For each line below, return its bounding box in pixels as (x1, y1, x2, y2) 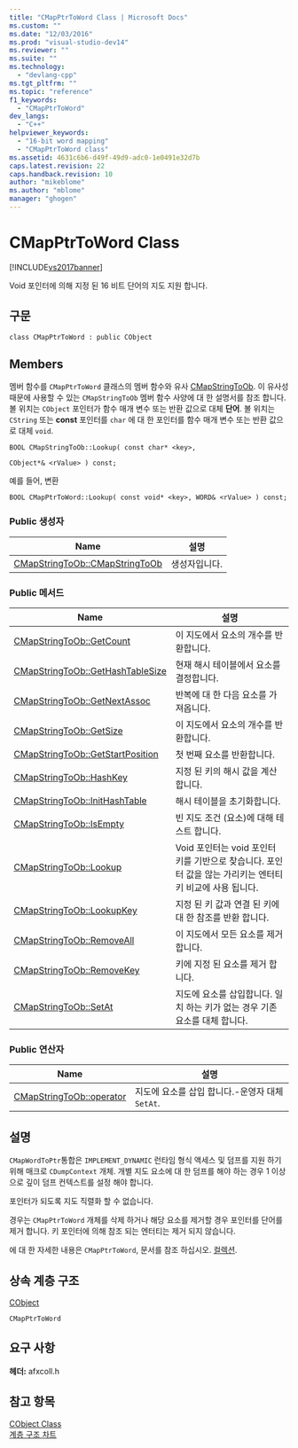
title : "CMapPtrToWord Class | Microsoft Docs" (9, 12, 189, 22)
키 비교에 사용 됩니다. (175, 881, 259, 894)
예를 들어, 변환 (9, 475, 59, 486)
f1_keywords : (9, 95, 58, 105)
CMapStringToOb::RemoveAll (13, 935, 135, 947)
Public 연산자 (9, 1043, 65, 1055)
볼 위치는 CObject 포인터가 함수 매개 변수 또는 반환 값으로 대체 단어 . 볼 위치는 (9, 403, 275, 414)
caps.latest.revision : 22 (9, 161, 105, 170)
